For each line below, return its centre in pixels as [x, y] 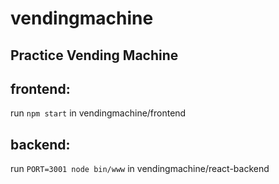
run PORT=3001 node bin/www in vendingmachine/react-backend [140, 169]
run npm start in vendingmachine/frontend [98, 113]
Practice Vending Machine [94, 55]
